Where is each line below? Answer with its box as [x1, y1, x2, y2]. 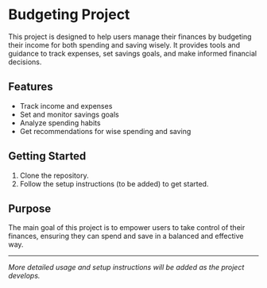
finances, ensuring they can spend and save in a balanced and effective [8, 232, 244, 241]
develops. [8, 271, 41, 281]
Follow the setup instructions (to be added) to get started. [19, 179, 209, 188]
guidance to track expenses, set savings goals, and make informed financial [8, 48, 257, 58]
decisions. [8, 57, 42, 67]
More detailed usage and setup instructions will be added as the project [8, 263, 245, 272]
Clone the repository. [19, 171, 89, 180]
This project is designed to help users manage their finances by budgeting [8, 32, 252, 41]
